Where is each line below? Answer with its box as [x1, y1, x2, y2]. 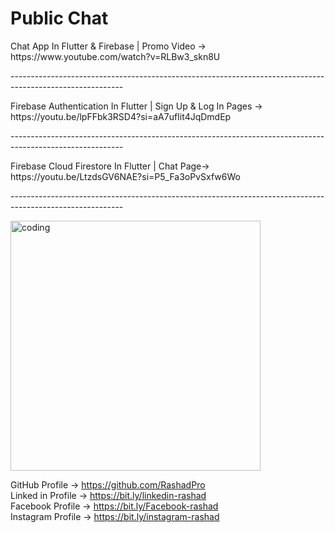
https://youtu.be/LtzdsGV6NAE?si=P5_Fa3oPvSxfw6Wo [10, 170, 241, 182]
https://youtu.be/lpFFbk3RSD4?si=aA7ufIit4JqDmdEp [10, 110, 232, 122]
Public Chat [10, 7, 109, 30]
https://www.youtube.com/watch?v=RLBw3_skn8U [10, 50, 221, 62]
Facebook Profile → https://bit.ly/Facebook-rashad [10, 500, 219, 512]
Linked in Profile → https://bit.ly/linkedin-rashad [10, 489, 207, 501]
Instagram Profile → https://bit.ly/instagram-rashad [10, 510, 220, 522]
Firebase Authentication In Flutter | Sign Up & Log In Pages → [10, 100, 263, 112]
